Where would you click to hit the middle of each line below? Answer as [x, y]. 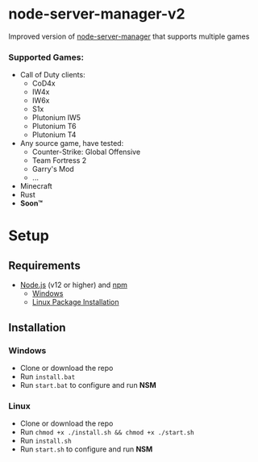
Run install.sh [46, 441]
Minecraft [36, 186]
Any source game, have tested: [72, 144]
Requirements [44, 266]
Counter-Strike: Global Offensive [86, 152]
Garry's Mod [53, 169]
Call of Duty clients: [53, 75]
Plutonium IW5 [56, 118]
